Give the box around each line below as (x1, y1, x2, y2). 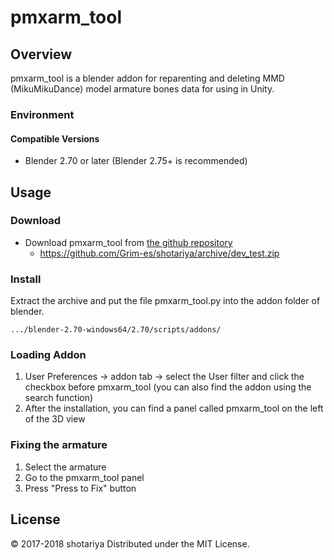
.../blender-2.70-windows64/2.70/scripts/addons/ (10, 325, 222, 335)
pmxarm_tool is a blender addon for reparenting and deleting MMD (10, 72, 285, 84)
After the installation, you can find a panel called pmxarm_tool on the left (24, 402, 324, 415)
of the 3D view (24, 413, 86, 425)
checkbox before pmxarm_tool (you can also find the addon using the (24, 381, 312, 393)
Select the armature (24, 461, 107, 473)
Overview (10, 46, 73, 63)
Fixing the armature (10, 438, 108, 452)
